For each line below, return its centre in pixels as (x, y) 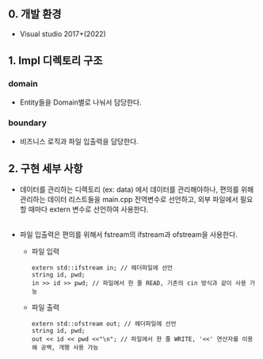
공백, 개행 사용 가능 (70, 347)
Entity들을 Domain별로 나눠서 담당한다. (80, 102)
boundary (28, 123)
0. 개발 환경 (35, 14)
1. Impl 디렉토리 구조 (55, 61)
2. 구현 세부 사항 (46, 169)
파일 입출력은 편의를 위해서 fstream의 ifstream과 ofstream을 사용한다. (128, 234)
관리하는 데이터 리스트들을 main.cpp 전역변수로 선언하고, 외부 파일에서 (129, 199)
